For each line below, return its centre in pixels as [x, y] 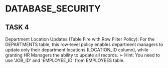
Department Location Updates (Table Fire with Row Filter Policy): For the [80, 39]
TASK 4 [17, 27]
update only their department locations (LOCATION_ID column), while [77, 50]
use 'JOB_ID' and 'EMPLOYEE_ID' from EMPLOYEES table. [65, 60]
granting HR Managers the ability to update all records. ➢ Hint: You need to [83, 55]
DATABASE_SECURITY [53, 9]
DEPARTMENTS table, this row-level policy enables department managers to [84, 44]
